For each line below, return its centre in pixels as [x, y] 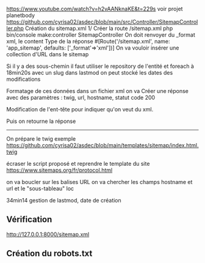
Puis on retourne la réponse [41, 121]
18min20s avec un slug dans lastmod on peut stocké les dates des [90, 72]
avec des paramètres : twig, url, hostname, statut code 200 [81, 98]
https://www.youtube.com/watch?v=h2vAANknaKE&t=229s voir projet [95, 9]
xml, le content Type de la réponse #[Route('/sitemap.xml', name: [88, 41]
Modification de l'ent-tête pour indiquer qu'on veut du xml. [80, 109]
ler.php [15, 28]
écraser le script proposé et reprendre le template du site [78, 164]
